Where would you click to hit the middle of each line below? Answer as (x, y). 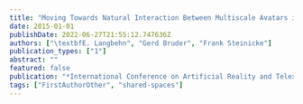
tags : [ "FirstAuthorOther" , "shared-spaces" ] (96, 85)
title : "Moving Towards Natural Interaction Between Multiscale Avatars (149, 18)
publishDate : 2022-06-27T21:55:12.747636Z (90, 34)
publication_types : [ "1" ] (58, 52)
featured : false (40, 69)
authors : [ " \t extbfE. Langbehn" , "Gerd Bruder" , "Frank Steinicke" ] (141, 43)
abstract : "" (34, 60)
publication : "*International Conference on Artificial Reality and (141, 77)
